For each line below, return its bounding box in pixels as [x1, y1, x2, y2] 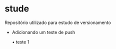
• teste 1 [11, 38, 29, 45]
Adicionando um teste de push [11, 29, 75, 35]
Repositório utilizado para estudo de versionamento [4, 19, 111, 25]
